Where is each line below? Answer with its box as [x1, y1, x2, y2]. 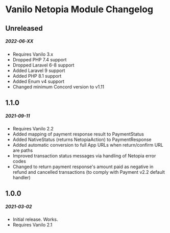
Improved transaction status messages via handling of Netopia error [12, 152, 156, 159]
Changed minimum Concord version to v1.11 [12, 83, 105, 90]
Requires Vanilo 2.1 [12, 222, 53, 228]
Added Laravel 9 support [12, 67, 65, 74]
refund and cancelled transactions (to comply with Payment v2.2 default [12, 169, 165, 175]
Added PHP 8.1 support [12, 73, 62, 79]
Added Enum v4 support [12, 78, 65, 84]
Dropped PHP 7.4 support [12, 56, 67, 62]
